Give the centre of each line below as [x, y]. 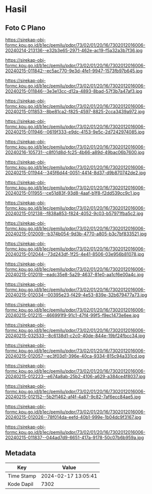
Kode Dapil [21, 484]
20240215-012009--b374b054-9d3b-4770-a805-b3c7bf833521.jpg [76, 234]
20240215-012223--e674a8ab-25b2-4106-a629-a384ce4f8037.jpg [75, 376]
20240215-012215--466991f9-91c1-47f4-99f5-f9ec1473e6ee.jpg [72, 315]
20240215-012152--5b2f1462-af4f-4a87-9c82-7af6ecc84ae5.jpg [73, 397]
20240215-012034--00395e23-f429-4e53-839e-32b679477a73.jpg [76, 295]
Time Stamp [22, 476]
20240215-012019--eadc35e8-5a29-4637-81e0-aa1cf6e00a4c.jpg [74, 275]
